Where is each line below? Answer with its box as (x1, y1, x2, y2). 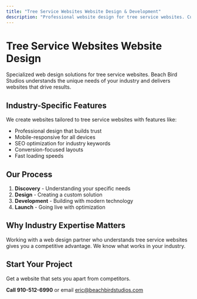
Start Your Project (6, 259, 73, 270)
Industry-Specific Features (6, 100, 107, 110)
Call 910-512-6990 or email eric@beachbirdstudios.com (6, 286, 144, 293)
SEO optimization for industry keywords (14, 140, 111, 147)
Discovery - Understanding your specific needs (14, 185, 131, 192)
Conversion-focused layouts (14, 146, 84, 153)
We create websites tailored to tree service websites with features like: (6, 116, 177, 123)
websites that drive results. (6, 83, 72, 91)
